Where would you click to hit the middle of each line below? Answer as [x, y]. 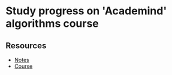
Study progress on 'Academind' [86, 11]
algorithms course [52, 24]
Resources [26, 46]
